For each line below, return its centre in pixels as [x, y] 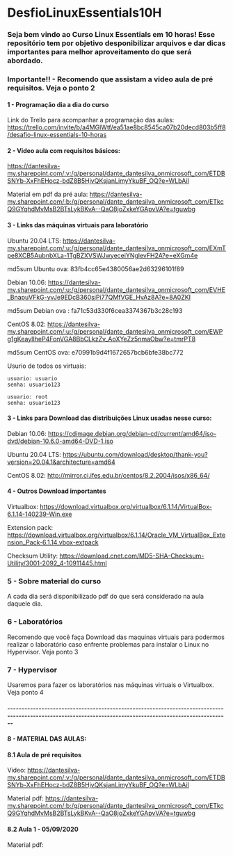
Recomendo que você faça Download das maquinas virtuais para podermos [116, 637]
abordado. [25, 60]
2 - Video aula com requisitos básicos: [64, 150]
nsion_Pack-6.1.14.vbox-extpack [53, 542]
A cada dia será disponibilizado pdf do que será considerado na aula [105, 597]
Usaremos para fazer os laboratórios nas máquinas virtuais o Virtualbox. [111, 685]
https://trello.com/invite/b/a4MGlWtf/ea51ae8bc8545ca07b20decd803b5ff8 [116, 127]
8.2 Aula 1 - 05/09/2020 [43, 829]
